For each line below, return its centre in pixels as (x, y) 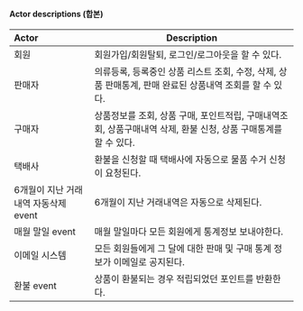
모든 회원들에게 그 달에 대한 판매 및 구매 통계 (183, 249)
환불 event (35, 286)
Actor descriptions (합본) (56, 14)
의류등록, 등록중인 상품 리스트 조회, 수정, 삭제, (185, 72)
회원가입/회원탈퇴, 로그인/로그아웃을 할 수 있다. (188, 55)
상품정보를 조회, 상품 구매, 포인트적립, (170, 115)
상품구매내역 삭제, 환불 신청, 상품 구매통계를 (195, 129)
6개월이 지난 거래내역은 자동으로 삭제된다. (178, 203)
